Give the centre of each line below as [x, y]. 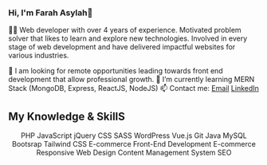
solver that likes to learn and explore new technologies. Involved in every [128, 38]
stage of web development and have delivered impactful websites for [122, 47]
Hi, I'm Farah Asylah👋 [51, 13]
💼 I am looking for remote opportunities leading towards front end [116, 71]
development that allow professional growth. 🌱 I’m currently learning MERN [132, 80]
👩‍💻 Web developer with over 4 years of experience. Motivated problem [125, 30]
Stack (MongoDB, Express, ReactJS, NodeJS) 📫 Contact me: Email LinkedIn [133, 88]
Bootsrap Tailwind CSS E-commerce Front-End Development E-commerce [134, 144]
